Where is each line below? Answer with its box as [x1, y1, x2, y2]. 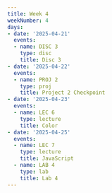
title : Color [20, 122, 58, 129]
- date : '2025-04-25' [7, 129, 71, 136]
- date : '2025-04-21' [7, 30, 71, 37]
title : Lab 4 [20, 175, 58, 182]
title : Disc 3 [20, 57, 61, 64]
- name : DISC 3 [13, 43, 58, 50]
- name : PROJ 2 [13, 76, 58, 83]
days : [7, 23, 23, 30]
